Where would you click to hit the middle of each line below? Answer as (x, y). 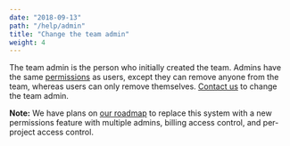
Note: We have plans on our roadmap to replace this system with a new (141, 113)
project (22, 132)
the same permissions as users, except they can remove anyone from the (144, 77)
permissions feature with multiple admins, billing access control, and (135, 123)
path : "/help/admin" (48, 26)
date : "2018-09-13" (46, 17)
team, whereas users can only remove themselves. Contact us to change (143, 86)
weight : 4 (28, 42)
